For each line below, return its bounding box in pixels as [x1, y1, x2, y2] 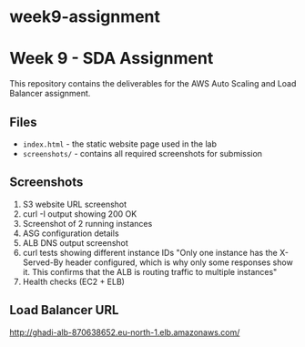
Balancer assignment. [9, 88, 91, 99]
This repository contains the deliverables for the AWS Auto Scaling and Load [9, 78, 297, 89]
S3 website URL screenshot [22, 199, 127, 209]
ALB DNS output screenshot [22, 237, 129, 248]
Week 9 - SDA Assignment [9, 48, 214, 69]
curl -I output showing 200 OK [22, 208, 137, 219]
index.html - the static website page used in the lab [22, 138, 217, 149]
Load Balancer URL [9, 302, 119, 318]
